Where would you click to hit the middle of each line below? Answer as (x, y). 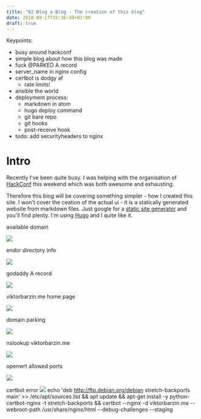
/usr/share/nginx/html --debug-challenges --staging (107, 410)
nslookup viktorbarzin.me (38, 343)
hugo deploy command (53, 111)
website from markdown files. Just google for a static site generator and (97, 209)
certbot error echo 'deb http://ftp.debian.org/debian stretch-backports (98, 390)
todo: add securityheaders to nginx (59, 136)
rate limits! (37, 85)
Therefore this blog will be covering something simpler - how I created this (100, 196)
